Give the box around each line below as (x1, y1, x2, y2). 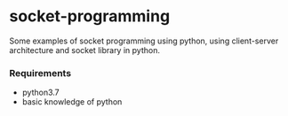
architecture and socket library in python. (9, 44, 160, 55)
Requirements (9, 66, 72, 79)
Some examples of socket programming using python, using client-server (9, 35, 279, 46)
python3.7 (21, 87, 60, 98)
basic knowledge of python (21, 97, 123, 107)
